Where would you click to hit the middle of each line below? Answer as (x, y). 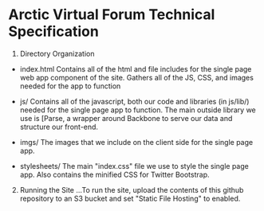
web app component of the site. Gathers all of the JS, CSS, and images (136, 77)
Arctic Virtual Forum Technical (112, 15)
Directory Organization (57, 53)
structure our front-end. (59, 127)
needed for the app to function (70, 86)
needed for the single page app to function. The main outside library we (138, 110)
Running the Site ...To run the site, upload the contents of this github (132, 190)
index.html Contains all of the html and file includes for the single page (136, 68)
